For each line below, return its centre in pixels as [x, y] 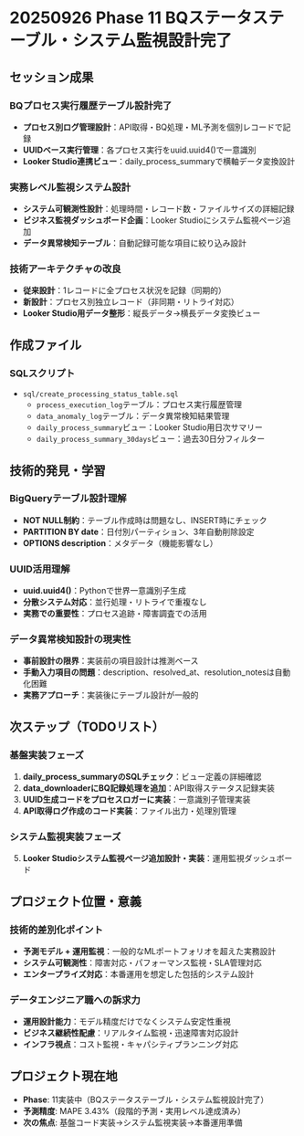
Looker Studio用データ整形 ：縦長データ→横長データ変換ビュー [142, 313]
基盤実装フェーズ [47, 755]
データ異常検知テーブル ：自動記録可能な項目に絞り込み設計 [134, 243]
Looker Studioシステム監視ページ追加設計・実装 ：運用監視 [133, 858]
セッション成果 [52, 77]
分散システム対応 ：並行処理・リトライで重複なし [115, 602]
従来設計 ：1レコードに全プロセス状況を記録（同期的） [124, 290]
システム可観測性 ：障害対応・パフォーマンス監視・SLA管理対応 [142, 962]
